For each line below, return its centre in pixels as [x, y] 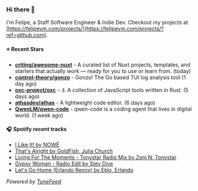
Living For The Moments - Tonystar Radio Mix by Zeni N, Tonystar [96, 157]
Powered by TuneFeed [34, 181]
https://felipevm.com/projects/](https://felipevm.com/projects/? [86, 29]
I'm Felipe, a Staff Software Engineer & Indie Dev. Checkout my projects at [97, 23]
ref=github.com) [26, 35]
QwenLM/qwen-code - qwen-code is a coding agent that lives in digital [103, 109]
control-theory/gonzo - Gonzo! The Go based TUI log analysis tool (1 [100, 77]
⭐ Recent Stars [25, 49]
